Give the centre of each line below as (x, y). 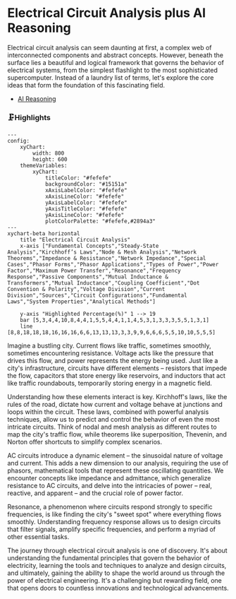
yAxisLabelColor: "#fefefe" (86, 203)
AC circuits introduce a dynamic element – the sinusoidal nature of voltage (115, 456)
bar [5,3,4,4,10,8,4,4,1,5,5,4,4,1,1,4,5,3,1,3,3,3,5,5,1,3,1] (115, 320)
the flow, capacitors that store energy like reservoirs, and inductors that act (116, 376)
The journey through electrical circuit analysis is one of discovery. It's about (117, 551)
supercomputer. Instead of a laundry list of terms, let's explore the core (111, 77)
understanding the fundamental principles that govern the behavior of (108, 558)
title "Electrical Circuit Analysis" (75, 240)
